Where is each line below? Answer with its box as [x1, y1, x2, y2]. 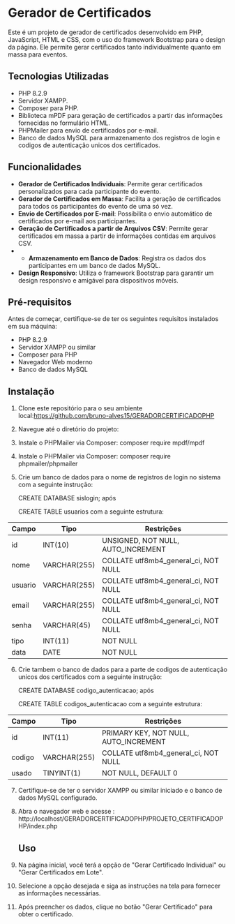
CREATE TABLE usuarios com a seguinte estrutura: [17, 507, 165, 516]
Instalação [8, 385, 55, 397]
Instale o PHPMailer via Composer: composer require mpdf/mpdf [17, 438, 205, 447]
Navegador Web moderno [17, 358, 93, 366]
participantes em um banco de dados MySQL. [28, 261, 161, 269]
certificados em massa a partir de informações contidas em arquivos [17, 232, 216, 240]
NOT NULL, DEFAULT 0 [101, 768, 178, 778]
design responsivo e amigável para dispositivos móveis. [17, 276, 179, 284]
